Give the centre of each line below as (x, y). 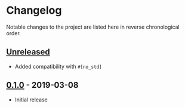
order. (13, 33)
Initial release (31, 100)
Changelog (34, 10)
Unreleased (28, 52)
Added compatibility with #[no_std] (58, 66)
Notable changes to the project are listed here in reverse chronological (93, 27)
